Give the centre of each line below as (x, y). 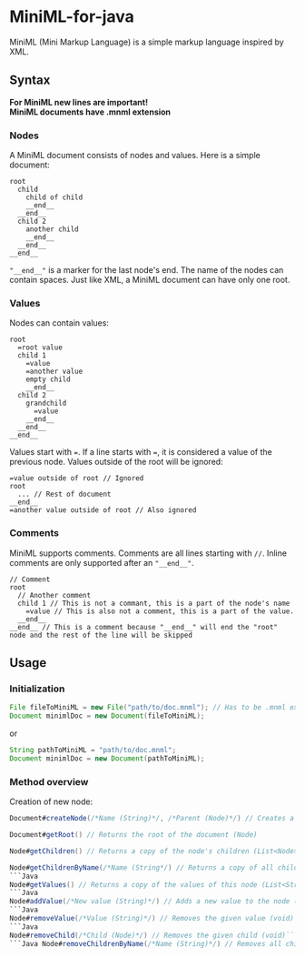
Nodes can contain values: (59, 323)
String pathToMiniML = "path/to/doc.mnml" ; (93, 750)
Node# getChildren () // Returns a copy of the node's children (129, 851)
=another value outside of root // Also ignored (103, 510)
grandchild (46, 403)
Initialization (37, 689)
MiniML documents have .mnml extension (90, 112)
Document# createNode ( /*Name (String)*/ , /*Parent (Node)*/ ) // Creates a (152, 819)
